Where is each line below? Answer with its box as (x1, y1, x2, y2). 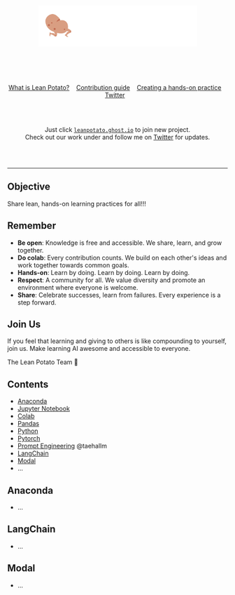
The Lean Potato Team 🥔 (7, 358, 78, 366)
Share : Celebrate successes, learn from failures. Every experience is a (17, 290, 221, 299)
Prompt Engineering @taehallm (17, 442, 107, 450)
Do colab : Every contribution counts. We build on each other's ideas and (17, 253, 227, 262)
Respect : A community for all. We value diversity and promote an (17, 276, 206, 284)
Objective (7, 181, 51, 193)
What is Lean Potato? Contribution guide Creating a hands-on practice (8, 83, 222, 91)
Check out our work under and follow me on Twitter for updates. (24, 133, 211, 141)
